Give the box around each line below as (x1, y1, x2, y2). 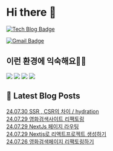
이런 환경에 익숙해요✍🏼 (6, 56, 86, 66)
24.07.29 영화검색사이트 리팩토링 (6, 115, 85, 123)
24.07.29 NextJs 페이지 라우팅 (6, 123, 79, 130)
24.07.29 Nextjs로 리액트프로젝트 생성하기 (6, 130, 107, 138)
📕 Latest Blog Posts (6, 91, 80, 101)
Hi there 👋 (6, 5, 56, 19)
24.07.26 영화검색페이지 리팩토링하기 (6, 138, 94, 145)
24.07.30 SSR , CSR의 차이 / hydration (6, 108, 99, 115)
